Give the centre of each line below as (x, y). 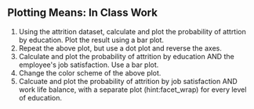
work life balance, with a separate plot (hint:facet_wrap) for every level (132, 90)
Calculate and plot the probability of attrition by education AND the (126, 56)
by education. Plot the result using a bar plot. (91, 40)
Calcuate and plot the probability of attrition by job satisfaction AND (128, 81)
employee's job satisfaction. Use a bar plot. (89, 65)
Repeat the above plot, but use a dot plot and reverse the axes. (120, 48)
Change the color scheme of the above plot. (90, 72)
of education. (40, 97)
